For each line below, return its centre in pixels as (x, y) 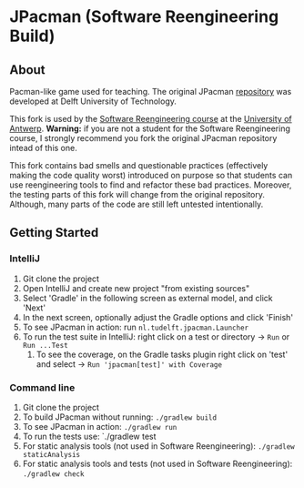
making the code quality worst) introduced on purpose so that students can (151, 175)
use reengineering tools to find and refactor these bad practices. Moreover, (151, 185)
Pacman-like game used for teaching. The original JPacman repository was (151, 91)
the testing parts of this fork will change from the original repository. (137, 194)
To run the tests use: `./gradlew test (89, 436)
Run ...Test (45, 345)
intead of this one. (43, 148)
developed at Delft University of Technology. (93, 101)
